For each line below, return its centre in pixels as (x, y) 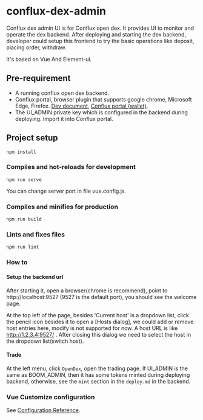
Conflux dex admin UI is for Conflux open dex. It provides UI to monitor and (100, 28)
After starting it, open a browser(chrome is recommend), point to (87, 291)
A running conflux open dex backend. (62, 93)
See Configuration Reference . (43, 410)
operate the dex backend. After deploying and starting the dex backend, (96, 34)
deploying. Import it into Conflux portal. (64, 119)
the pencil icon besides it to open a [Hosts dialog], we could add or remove (100, 322)
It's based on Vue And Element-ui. (49, 59)
